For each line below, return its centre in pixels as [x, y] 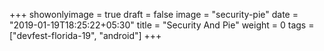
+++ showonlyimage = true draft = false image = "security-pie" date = [154, 14]
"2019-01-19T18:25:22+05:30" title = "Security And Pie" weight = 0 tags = [162, 25]
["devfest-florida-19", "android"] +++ [85, 35]
